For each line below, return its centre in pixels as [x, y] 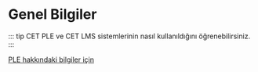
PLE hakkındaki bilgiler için [51, 59]
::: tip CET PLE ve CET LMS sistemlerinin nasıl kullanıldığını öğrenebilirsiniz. [129, 36]
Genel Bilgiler [53, 14]
